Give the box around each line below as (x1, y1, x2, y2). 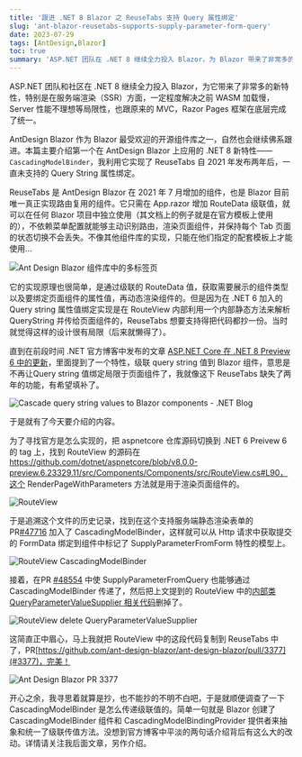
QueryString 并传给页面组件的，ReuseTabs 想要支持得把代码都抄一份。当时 (9, 315, 289, 325)
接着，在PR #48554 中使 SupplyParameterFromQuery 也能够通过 (9, 574, 251, 585)
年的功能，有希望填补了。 (9, 379, 104, 390)
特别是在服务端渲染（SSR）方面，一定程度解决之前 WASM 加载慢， (24, 92, 275, 103)
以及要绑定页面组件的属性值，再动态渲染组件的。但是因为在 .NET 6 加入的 (9, 293, 283, 303)
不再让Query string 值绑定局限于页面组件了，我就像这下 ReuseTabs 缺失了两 (9, 369, 292, 378)
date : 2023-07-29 (9, 30, 75, 39)
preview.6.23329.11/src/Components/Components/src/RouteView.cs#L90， (9, 468, 289, 478)
